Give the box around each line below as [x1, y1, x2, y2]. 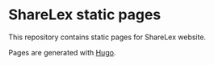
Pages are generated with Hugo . [8, 47, 116, 57]
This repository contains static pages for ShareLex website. [8, 32, 207, 42]
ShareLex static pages [8, 6, 162, 24]
